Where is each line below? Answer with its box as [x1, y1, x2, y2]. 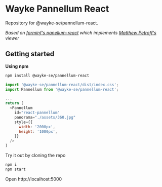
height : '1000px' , [18, 129, 58, 134]
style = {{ [14, 120, 33, 125]
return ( [5, 101, 24, 106]
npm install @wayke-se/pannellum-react [5, 73, 90, 78]
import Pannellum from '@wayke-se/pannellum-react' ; [5, 87, 119, 92]
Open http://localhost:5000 [5, 176, 62, 182]
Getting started [5, 50, 55, 58]
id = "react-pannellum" [14, 110, 60, 115]
